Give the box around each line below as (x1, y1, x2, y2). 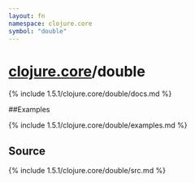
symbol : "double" (8, 27, 67, 35)
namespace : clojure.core (8, 20, 93, 28)
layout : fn (8, 11, 45, 20)
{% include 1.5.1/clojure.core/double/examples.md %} (8, 120, 188, 130)
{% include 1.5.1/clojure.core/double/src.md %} (8, 166, 167, 176)
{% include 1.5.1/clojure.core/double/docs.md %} (8, 89, 172, 98)
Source (8, 144, 46, 158)
